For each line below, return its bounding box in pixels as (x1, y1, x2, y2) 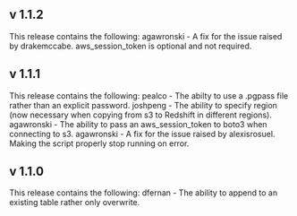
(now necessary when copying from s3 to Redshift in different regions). (9, 109, 273, 120)
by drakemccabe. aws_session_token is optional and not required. (9, 40, 252, 51)
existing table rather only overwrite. (9, 197, 140, 208)
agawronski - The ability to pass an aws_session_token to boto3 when (9, 118, 267, 129)
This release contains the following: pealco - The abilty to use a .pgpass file (9, 90, 289, 101)
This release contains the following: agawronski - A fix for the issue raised (9, 30, 283, 41)
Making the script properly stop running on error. (9, 138, 190, 149)
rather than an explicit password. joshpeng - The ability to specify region (9, 99, 277, 110)
